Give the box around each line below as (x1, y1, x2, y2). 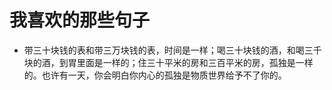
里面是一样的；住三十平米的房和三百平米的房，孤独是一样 (76, 56, 314, 68)
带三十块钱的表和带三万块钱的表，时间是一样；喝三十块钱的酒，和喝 (23, 44, 305, 56)
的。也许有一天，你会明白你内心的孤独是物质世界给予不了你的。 (23, 69, 287, 81)
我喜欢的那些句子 (9, 9, 151, 32)
